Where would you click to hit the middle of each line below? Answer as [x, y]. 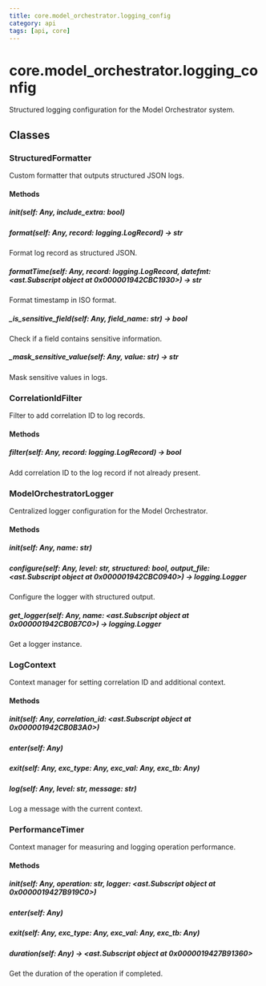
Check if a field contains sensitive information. [86, 338]
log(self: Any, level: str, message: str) [73, 788]
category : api [33, 23]
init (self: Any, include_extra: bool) [67, 212]
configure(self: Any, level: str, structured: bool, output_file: [110, 568]
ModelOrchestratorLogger [62, 493]
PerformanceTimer [47, 829]
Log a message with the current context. [76, 808]
